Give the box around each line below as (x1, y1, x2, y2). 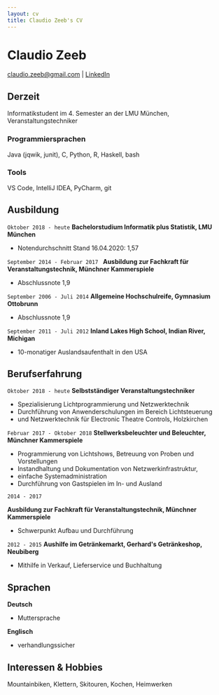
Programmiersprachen (7, 134, 86, 144)
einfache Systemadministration (17, 472, 107, 481)
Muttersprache (17, 614, 61, 622)
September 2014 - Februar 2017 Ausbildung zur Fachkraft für (7, 257, 189, 265)
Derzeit (7, 91, 40, 102)
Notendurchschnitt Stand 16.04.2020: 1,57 (17, 244, 139, 252)
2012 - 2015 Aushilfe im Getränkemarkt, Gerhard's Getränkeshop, (7, 540, 203, 548)
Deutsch (7, 600, 33, 609)
